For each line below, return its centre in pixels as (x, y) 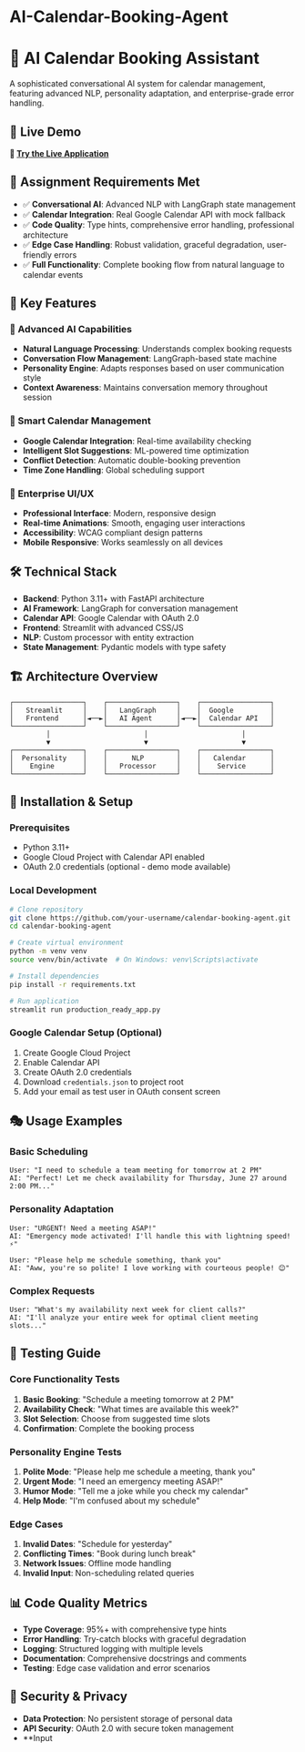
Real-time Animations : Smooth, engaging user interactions (134, 523)
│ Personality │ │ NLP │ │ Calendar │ (142, 758)
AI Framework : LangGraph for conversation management (130, 608)
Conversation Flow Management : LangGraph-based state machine (150, 359)
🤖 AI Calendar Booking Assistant (135, 59)
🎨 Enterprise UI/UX (52, 494)
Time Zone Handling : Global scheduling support (113, 470)
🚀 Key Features (53, 304)
